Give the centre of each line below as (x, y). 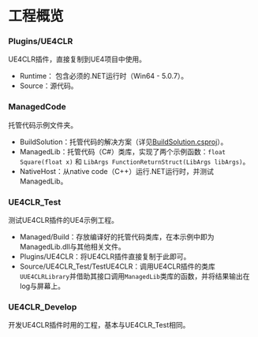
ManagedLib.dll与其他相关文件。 (73, 247)
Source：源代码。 (49, 86)
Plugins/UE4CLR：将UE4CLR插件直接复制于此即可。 (105, 257)
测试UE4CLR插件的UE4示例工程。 (63, 220)
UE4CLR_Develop (43, 307)
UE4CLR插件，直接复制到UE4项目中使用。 (77, 59)
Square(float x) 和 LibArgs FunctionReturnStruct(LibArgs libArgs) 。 (135, 161)
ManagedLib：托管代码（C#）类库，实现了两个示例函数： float (123, 151)
